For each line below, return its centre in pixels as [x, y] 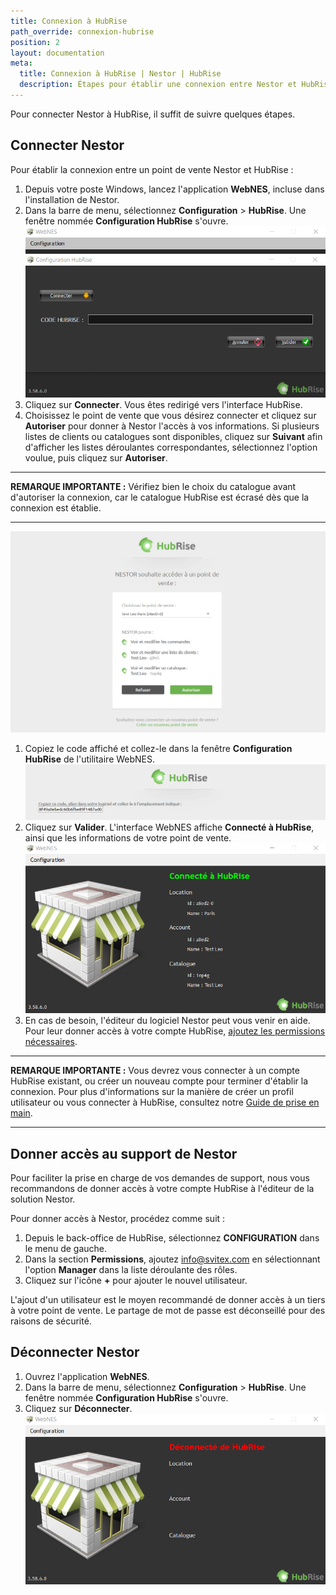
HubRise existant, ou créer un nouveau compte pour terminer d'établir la [159, 1081]
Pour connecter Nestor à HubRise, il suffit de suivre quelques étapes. [153, 114]
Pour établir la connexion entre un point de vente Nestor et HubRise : [152, 169]
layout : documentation [57, 53]
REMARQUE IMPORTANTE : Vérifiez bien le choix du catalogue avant [153, 486]
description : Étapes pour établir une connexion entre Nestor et [158, 85]
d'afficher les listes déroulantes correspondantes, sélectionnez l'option [171, 447]
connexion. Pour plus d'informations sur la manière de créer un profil [152, 1092]
